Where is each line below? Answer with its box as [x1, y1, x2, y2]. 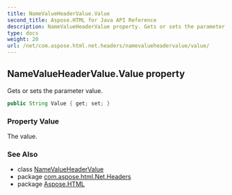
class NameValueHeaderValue [17, 165, 104, 173]
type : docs [7, 29, 39, 37]
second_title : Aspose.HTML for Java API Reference [7, 17, 157, 24]
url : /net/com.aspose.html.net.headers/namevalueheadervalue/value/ [7, 42, 210, 49]
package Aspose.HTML [17, 180, 85, 188]
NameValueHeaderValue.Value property [7, 68, 185, 80]
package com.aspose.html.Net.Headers [17, 173, 131, 181]
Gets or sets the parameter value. [7, 86, 103, 94]
